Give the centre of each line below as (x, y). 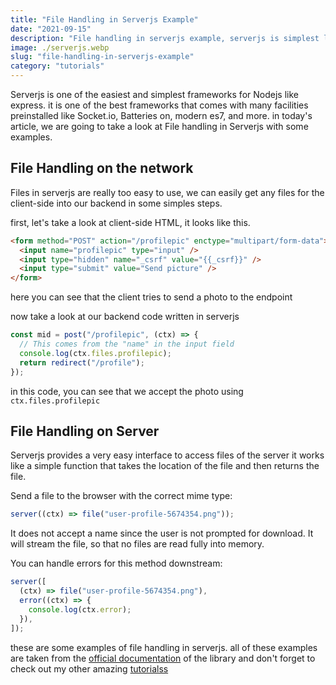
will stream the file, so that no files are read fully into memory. (137, 544)
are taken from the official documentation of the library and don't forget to (163, 658)
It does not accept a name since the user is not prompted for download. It (162, 533)
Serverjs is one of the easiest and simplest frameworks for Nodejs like (154, 94)
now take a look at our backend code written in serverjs (125, 317)
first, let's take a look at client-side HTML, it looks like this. (130, 222)
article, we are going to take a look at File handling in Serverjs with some (159, 126)
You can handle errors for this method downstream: (116, 563)
